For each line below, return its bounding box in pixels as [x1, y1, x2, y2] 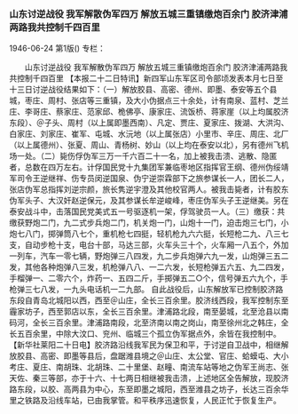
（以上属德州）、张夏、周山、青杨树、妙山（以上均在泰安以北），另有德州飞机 [9, 139, 289, 150]
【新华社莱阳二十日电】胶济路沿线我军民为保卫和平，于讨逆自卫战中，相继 [9, 339, 281, 350]
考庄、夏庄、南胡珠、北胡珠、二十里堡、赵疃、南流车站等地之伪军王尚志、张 [9, 362, 289, 372]
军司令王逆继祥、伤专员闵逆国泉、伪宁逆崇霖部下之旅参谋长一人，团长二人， [9, 173, 289, 184]
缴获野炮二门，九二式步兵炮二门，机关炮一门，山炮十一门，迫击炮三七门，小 [9, 218, 289, 228]
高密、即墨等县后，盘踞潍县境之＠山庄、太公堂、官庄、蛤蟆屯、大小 [39, 351, 289, 362]
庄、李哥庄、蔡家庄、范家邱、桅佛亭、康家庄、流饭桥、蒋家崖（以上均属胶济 [9, 107, 289, 117]
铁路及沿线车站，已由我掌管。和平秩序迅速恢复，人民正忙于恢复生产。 [24, 395, 281, 406]
